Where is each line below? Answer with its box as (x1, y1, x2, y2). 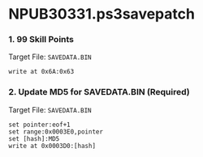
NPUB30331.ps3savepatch (8, 5, 195, 23)
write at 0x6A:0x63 (8, 68, 75, 76)
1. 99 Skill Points (8, 34, 75, 45)
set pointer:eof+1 (8, 121, 71, 129)
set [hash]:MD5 (8, 134, 60, 142)
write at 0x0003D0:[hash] (8, 142, 96, 150)
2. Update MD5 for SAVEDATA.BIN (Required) (8, 87, 191, 98)
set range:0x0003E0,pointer (8, 127, 104, 136)
